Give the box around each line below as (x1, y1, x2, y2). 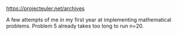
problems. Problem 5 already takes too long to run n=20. (6, 23, 144, 29)
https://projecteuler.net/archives (6, 5, 85, 12)
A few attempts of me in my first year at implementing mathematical (6, 16, 172, 23)
